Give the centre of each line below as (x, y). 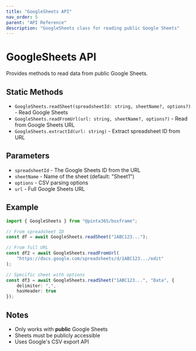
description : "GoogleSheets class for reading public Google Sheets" (93, 28)
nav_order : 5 (22, 17)
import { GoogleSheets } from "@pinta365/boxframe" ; (72, 221)
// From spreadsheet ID (35, 231)
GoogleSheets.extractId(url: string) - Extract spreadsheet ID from (97, 131)
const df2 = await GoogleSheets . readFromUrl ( (62, 253)
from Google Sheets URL (45, 125)
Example (22, 208)
